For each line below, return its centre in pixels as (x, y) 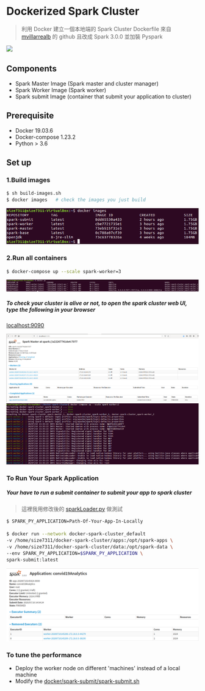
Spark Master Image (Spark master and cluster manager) (87, 83)
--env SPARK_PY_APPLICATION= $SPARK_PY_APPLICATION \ (75, 554)
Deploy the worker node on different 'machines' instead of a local (97, 668)
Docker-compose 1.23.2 (45, 137)
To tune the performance (44, 655)
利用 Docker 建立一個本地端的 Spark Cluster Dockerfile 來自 (96, 29)
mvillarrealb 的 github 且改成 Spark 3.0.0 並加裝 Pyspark (92, 36)
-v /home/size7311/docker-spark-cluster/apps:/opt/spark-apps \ (90, 541)
